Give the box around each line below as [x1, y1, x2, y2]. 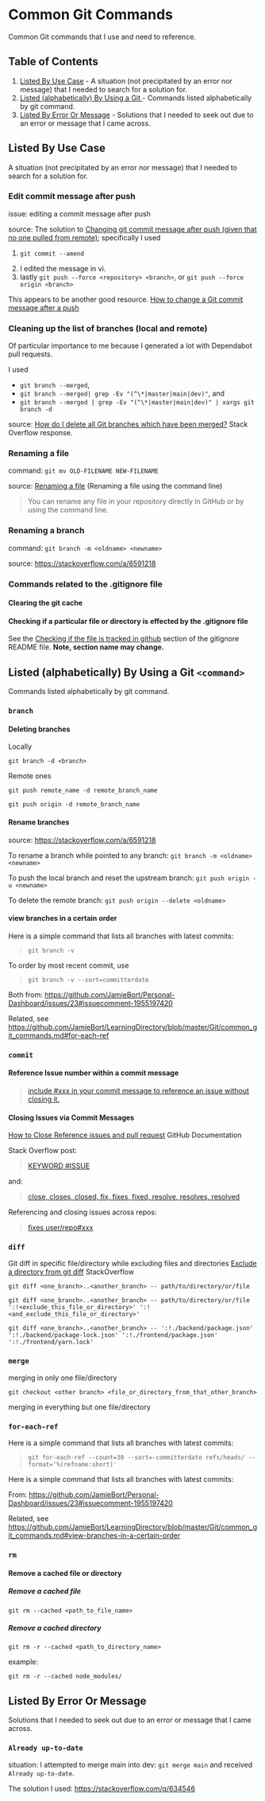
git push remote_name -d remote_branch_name [8, 786, 158, 795]
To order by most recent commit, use [8, 961, 129, 970]
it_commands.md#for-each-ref [8, 1031, 109, 1040]
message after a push [8, 302, 79, 312]
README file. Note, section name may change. [8, 642, 164, 652]
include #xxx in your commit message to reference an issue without [27, 1086, 250, 1095]
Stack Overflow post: [8, 1146, 78, 1156]
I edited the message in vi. [19, 263, 106, 273]
